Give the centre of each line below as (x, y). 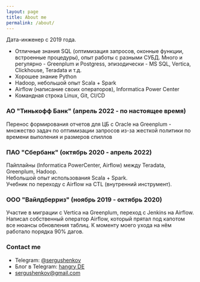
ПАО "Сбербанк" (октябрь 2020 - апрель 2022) (79, 152)
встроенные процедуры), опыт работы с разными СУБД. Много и (99, 58)
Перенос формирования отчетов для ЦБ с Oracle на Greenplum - (89, 124)
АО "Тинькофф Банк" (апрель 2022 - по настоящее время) (96, 111)
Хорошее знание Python (46, 77)
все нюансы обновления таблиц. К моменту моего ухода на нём (89, 225)
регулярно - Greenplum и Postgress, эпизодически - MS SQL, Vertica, (103, 64)
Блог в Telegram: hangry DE (50, 266)
